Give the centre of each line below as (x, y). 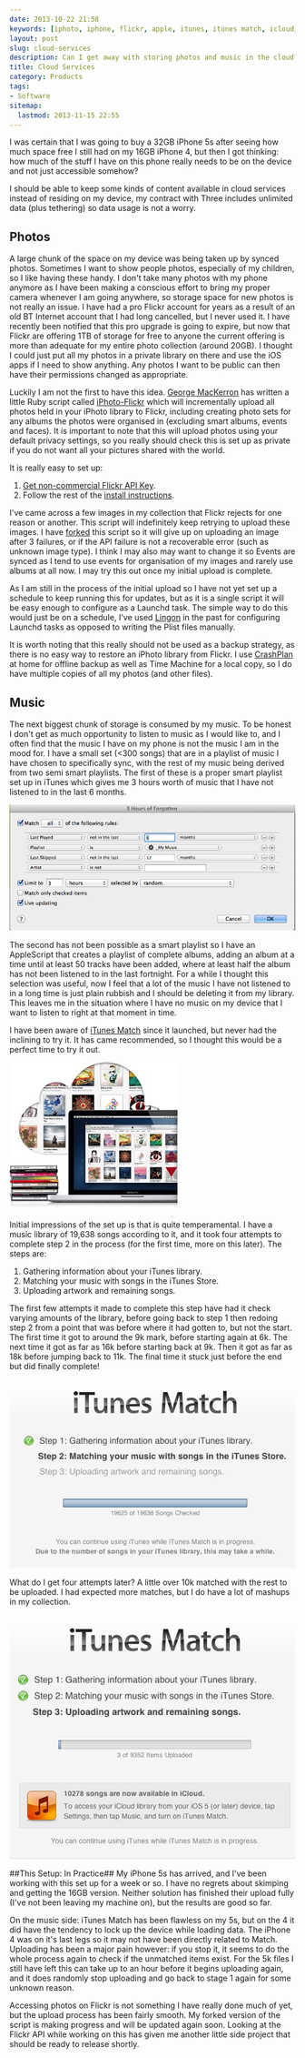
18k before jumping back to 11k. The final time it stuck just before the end (146, 1357)
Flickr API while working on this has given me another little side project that (150, 2034)
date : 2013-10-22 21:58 (54, 19)
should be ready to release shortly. (74, 2044)
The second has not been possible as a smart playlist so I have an (133, 944)
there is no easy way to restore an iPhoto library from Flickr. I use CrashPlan (151, 654)
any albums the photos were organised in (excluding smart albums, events (148, 421)
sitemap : (26, 106)
